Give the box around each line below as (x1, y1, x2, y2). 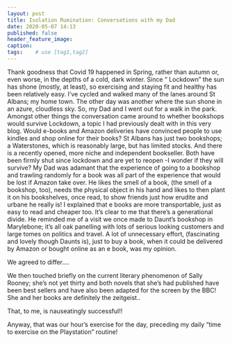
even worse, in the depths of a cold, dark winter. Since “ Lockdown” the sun (7, 75, 224, 83)
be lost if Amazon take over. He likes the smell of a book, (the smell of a (7, 178, 212, 186)
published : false (7, 29, 58, 37)
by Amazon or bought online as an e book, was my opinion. (7, 244, 177, 253)
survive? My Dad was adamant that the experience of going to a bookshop (7, 164, 221, 172)
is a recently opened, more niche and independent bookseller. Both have (7, 148, 215, 157)
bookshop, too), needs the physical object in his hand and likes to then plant (7, 185, 226, 194)
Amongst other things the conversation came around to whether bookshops (7, 112, 224, 120)
